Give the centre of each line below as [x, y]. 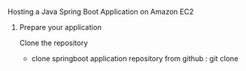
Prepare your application [60, 27]
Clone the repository [53, 43]
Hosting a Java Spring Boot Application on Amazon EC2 [101, 12]
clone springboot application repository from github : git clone [135, 58]
